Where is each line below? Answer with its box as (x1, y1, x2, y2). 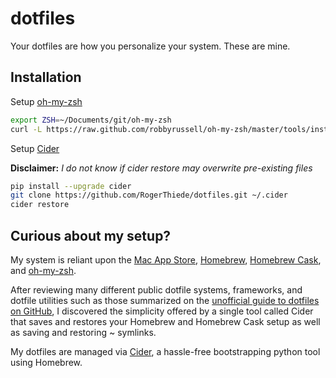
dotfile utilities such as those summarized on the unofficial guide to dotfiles (10, 294, 320, 306)
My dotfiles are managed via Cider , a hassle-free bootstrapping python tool (10, 345, 321, 357)
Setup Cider (10, 142, 60, 154)
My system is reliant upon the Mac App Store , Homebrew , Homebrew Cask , (10, 253, 322, 266)
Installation (10, 69, 82, 86)
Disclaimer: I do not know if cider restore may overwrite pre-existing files (10, 162, 313, 174)
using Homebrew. (10, 356, 83, 368)
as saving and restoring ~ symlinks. (10, 326, 157, 338)
